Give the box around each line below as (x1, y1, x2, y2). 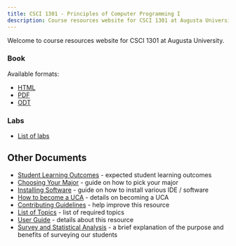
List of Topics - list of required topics (17, 208, 125, 216)
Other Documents (7, 152, 87, 164)
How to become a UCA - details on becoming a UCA (17, 193, 169, 201)
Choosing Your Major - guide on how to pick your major (17, 178, 179, 186)
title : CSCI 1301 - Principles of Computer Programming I (7, 10, 181, 18)
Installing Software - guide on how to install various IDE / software (17, 186, 209, 194)
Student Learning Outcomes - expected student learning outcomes (17, 170, 212, 179)
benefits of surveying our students (17, 230, 118, 239)
